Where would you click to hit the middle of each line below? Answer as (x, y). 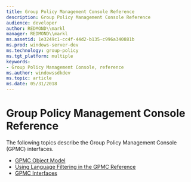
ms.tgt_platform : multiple (40, 56)
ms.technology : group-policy (42, 51)
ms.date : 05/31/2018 (32, 84)
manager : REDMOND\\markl (37, 34)
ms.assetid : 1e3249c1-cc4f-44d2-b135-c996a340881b (70, 39)
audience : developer (32, 23)
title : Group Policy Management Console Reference (70, 12)
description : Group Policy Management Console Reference (78, 17)
